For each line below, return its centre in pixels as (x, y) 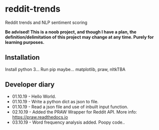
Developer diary (30, 84)
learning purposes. (25, 42)
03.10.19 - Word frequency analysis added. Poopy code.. (68, 122)
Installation (22, 58)
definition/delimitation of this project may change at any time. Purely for (79, 37)
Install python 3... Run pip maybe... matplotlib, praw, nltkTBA (65, 69)
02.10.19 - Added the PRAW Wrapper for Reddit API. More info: (74, 112)
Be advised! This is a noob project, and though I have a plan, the (71, 32)
